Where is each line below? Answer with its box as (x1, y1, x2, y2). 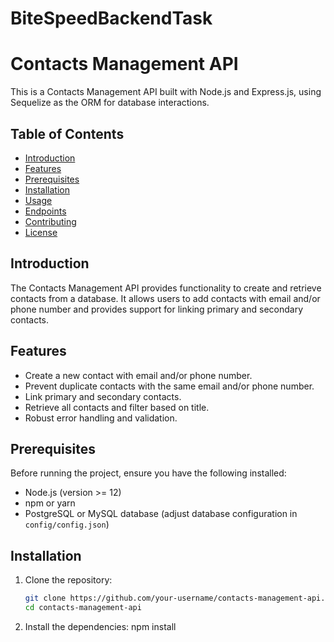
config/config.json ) (24, 518, 110, 531)
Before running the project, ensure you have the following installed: (10, 467, 287, 479)
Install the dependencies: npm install (24, 620, 177, 632)
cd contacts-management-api (24, 603, 142, 613)
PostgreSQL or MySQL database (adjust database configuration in (24, 508, 298, 520)
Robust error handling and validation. (24, 412, 178, 424)
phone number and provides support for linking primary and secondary (10, 303, 304, 315)
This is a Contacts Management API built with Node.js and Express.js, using (10, 86, 322, 98)
